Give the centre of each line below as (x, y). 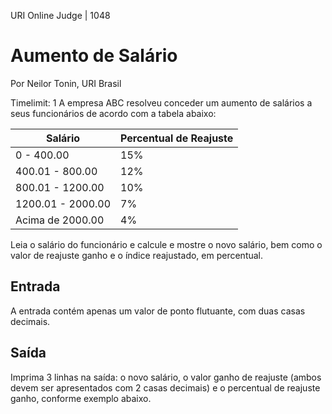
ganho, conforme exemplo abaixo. (81, 398)
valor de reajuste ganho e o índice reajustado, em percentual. (137, 255)
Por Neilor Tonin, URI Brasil (66, 83)
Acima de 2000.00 (60, 220)
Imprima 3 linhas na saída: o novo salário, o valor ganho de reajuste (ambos (166, 377)
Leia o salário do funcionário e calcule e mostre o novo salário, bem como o (166, 244)
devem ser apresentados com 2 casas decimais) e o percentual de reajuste (165, 387)
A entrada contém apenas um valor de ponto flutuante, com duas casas (158, 311)
